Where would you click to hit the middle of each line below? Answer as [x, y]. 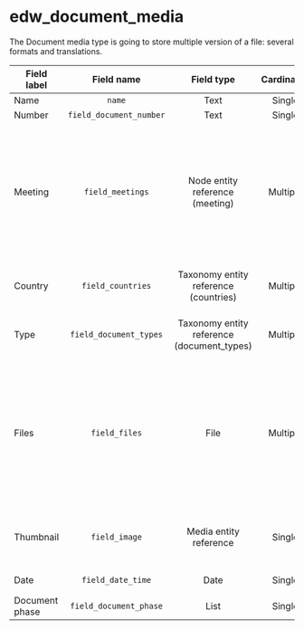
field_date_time [116, 580]
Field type [213, 79]
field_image [117, 537]
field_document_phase [117, 606]
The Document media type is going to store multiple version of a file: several [152, 42]
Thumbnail [37, 537]
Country [31, 285]
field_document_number [116, 115]
